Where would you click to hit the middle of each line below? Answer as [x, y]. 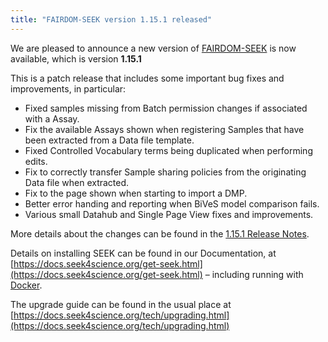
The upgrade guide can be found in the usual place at [121, 304]
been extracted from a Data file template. [109, 140]
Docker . [26, 285]
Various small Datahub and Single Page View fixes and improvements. [169, 214]
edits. [36, 161]
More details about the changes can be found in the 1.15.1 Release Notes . [160, 233]
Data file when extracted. [77, 182]
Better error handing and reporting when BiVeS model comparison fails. [172, 203]
